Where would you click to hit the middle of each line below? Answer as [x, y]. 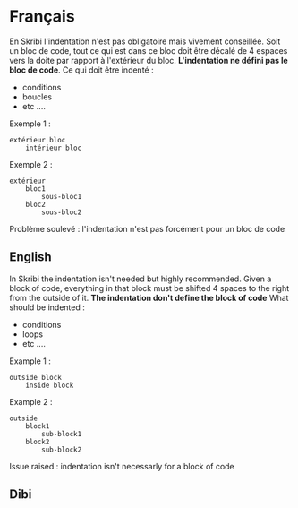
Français [42, 17]
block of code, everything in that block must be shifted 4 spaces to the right [149, 288]
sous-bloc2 [62, 212]
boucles [37, 97]
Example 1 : [30, 361]
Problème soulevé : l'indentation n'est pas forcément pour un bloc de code [147, 228]
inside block [50, 385]
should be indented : [47, 307]
